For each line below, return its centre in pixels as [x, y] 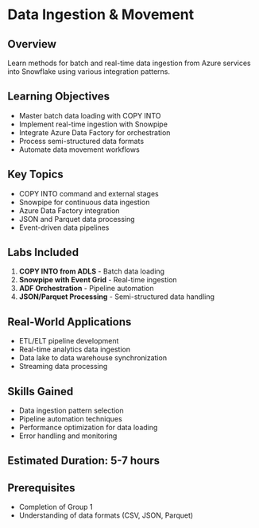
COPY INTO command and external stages [89, 193]
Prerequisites [41, 488]
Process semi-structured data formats [81, 141]
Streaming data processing [63, 367]
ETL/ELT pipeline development [69, 341]
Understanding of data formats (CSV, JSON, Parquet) [106, 515]
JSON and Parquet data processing [77, 219]
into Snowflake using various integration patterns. [89, 72]
